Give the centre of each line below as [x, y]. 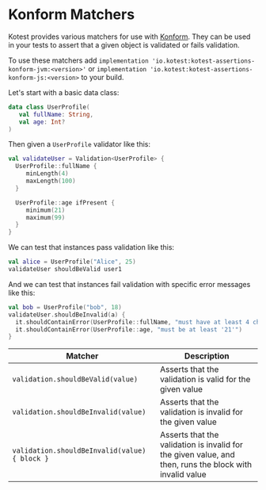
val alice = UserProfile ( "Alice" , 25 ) [72, 262]
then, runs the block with [205, 465]
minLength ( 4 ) [47, 174]
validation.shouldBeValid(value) [75, 379]
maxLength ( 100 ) [51, 181]
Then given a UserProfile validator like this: [79, 144]
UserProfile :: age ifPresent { [65, 203]
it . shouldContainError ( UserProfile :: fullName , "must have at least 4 [132, 322]
